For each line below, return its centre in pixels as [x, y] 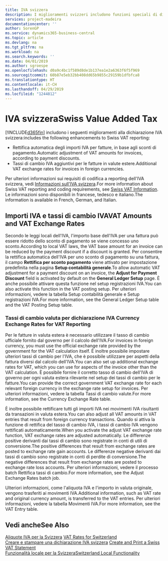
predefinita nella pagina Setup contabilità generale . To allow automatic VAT [83, 268]
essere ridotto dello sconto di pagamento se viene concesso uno [72, 241]
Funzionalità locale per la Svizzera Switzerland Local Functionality [72, 553]
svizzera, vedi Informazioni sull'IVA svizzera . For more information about [79, 184]
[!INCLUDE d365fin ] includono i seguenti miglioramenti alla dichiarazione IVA [84, 132]
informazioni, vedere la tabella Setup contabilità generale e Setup [72, 295]
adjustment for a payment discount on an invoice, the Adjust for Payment [81, 273]
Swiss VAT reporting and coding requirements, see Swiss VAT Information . [82, 189]
